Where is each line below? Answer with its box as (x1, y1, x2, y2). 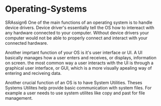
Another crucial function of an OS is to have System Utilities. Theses (5, 79, 142, 86)
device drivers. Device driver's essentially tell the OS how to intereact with (5, 24, 155, 30)
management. (5, 95, 33, 101)
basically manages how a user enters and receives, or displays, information (5, 54, 157, 60)
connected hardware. (5, 40, 48, 46)
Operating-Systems (5, 3, 87, 15)
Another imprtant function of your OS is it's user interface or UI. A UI (5, 50, 142, 55)
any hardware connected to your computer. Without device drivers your (5, 30, 149, 35)
